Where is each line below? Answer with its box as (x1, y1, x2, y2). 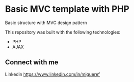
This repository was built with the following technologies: (5, 29, 121, 35)
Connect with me (5, 58, 59, 67)
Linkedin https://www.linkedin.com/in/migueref (5, 71, 100, 77)
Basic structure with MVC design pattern (5, 20, 87, 26)
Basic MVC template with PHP (5, 3, 130, 15)
